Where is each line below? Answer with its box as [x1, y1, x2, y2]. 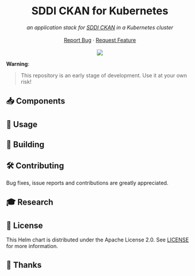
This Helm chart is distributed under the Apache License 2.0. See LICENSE [6, 236, 189, 243]
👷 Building [6, 140, 45, 150]
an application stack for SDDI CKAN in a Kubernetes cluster [26, 24, 174, 31]
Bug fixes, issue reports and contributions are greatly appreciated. [6, 179, 169, 186]
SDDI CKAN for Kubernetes [32, 4, 168, 18]
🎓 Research [6, 197, 54, 208]
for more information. [6, 243, 58, 250]
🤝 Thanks [6, 260, 42, 270]
